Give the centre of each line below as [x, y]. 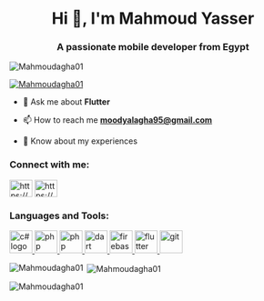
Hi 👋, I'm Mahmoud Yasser [153, 19]
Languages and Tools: [59, 216]
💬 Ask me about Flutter [66, 102]
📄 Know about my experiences [80, 141]
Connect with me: [50, 165]
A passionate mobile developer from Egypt [153, 47]
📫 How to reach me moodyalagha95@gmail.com [117, 120]
